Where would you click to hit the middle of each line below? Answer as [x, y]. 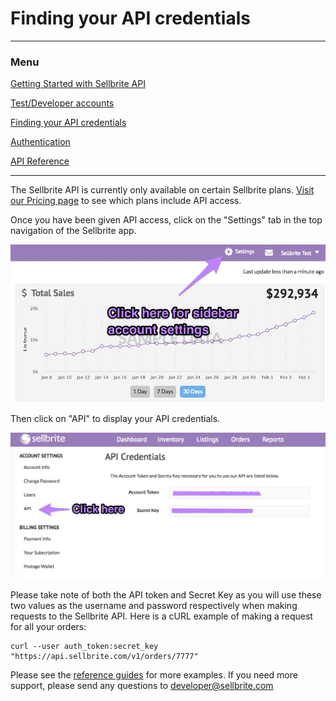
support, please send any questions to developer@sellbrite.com [142, 685]
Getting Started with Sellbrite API [78, 84]
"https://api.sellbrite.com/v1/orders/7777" [104, 656]
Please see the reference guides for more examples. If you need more [154, 674]
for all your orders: [48, 626]
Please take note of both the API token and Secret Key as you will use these [166, 594]
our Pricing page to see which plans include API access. [126, 201]
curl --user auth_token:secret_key [84, 646]
